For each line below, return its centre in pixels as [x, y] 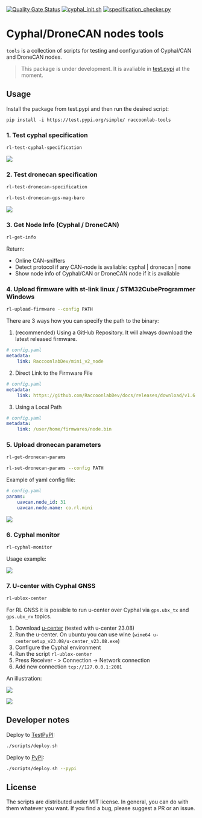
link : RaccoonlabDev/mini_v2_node [60, 361]
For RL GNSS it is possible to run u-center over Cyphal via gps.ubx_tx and [98, 610]
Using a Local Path [38, 407]
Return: [15, 249]
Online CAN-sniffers [40, 261]
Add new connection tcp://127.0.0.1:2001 [68, 667]
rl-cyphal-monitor [29, 547]
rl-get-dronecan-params [36, 457]
